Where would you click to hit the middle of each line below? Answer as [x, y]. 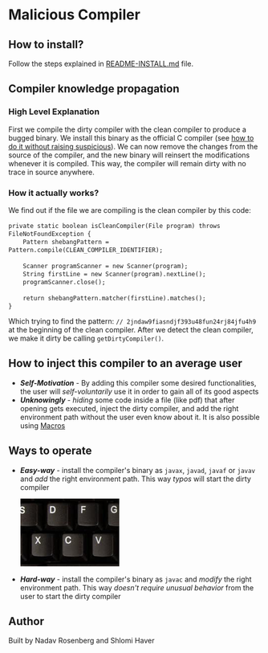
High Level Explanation [54, 112]
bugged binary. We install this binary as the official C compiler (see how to [131, 137]
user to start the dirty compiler [71, 596]
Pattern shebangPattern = [66, 242]
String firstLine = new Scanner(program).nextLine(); [114, 274]
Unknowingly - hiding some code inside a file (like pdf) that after [127, 400]
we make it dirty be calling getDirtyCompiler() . [86, 338]
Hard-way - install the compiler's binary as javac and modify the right [136, 579]
